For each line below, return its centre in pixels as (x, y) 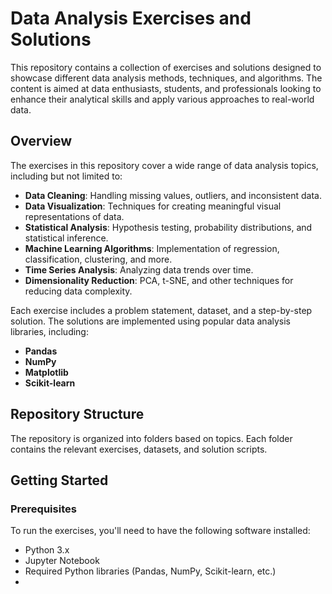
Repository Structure (77, 414)
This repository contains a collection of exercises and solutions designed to (166, 67)
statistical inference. (66, 238)
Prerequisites (43, 509)
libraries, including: (49, 331)
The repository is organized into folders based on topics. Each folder (151, 438)
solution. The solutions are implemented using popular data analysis (150, 321)
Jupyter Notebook (62, 561)
